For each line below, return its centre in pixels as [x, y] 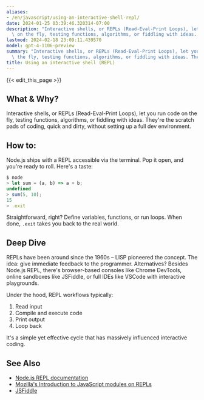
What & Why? [32, 98]
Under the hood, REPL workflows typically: [60, 295]
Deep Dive [26, 243]
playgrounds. [23, 283]
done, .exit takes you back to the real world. [63, 224]
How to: [21, 145]
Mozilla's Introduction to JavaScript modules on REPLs [83, 384]
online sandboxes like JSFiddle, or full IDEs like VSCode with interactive [96, 277]
